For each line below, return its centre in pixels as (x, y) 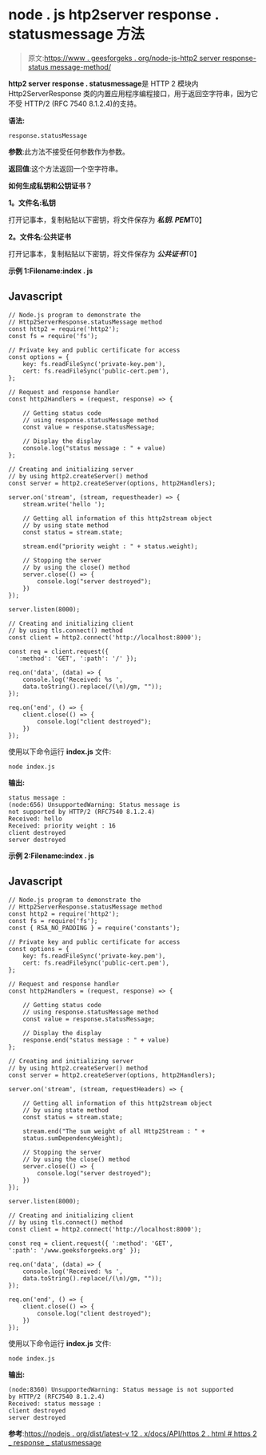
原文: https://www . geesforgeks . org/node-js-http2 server (124, 58)
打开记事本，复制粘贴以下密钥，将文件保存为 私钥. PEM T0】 (107, 220)
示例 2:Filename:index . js (51, 856)
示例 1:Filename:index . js (51, 271)
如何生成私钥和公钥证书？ (50, 185)
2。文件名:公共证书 (40, 236)
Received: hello (35, 819)
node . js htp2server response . (114, 15)
